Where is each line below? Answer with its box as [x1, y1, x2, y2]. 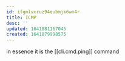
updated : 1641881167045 [6, 25, 67, 32]
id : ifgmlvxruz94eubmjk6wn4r [6, 8, 80, 15]
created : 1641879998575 [6, 31, 67, 37]
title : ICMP [6, 14, 36, 21]
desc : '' [6, 20, 29, 26]
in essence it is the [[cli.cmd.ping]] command [6, 48, 120, 55]
